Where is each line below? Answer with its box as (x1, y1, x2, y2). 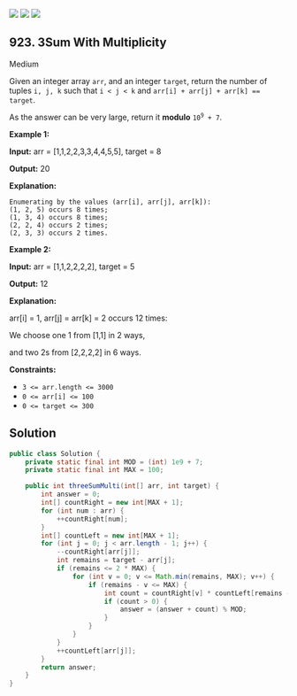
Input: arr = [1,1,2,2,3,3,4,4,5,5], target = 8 (9, 146, 162, 157)
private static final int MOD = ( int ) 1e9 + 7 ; (25, 457, 203, 467)
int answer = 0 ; (41, 490, 101, 499)
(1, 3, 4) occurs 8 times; (9, 213, 109, 221)
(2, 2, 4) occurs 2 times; (9, 220, 109, 229)
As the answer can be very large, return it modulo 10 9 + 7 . (9, 112, 223, 122)
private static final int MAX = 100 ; (25, 466, 164, 475)
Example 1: (9, 128, 50, 139)
